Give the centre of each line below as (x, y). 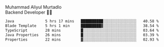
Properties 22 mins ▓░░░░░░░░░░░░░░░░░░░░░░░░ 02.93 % (82, 39)
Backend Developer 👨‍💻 (29, 12)
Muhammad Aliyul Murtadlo (34, 7)
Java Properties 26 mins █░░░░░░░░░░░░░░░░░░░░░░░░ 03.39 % (82, 35)
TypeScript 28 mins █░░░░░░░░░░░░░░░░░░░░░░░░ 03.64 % (82, 30)
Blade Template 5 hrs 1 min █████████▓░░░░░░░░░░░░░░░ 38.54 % (82, 26)
